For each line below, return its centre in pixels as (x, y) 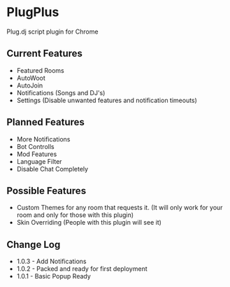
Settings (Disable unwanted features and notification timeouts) (107, 100)
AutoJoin (30, 85)
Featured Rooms (40, 70)
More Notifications (43, 139)
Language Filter (39, 161)
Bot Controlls (35, 146)
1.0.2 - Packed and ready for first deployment (82, 269)
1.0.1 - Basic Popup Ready (54, 276)
